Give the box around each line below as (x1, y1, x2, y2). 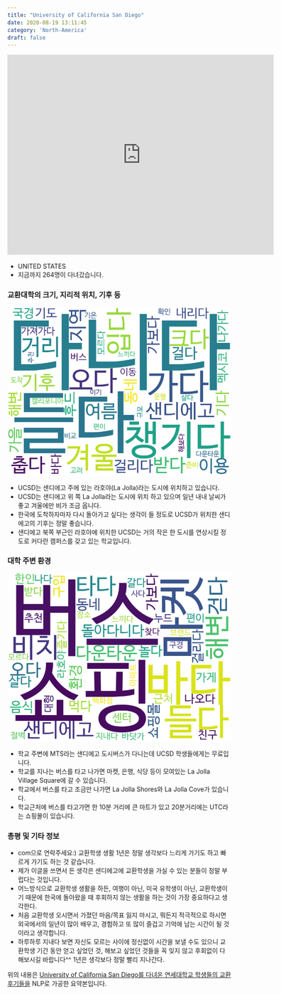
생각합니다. (36, 929, 67, 937)
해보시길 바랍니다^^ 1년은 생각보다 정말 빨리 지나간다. (17, 956, 165, 964)
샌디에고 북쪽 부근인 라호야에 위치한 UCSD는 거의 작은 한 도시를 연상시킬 (17, 527, 219, 536)
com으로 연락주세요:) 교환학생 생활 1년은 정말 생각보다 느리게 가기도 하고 (17, 849, 219, 857)
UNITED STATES (17, 262, 66, 270)
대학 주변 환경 (7, 556, 52, 566)
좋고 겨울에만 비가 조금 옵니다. (17, 501, 101, 509)
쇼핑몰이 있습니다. (25, 811, 75, 820)
